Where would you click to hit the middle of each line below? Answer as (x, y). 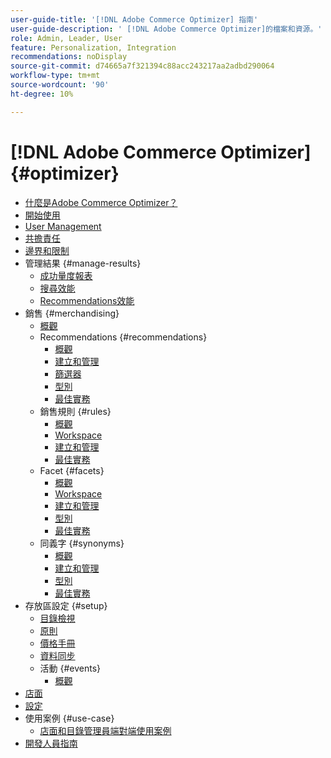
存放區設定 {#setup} (66, 605)
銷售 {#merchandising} (72, 313)
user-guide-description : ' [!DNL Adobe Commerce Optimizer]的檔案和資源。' (166, 29)
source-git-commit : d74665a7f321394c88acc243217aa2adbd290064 (142, 66)
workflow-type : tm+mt (55, 76)
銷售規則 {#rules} (75, 411)
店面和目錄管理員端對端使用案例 (105, 730)
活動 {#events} (70, 668)
